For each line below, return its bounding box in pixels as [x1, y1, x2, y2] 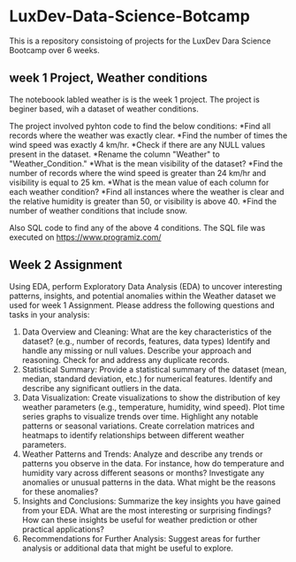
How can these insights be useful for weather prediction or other [21, 514, 258, 525]
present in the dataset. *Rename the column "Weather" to [9, 149, 221, 159]
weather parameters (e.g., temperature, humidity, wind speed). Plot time [21, 401, 285, 412]
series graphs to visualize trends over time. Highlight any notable [21, 411, 259, 421]
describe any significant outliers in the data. [21, 382, 182, 393]
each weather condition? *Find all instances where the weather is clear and [9, 186, 285, 196]
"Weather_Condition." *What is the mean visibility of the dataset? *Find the [9, 158, 284, 169]
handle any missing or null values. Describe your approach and [21, 345, 252, 356]
